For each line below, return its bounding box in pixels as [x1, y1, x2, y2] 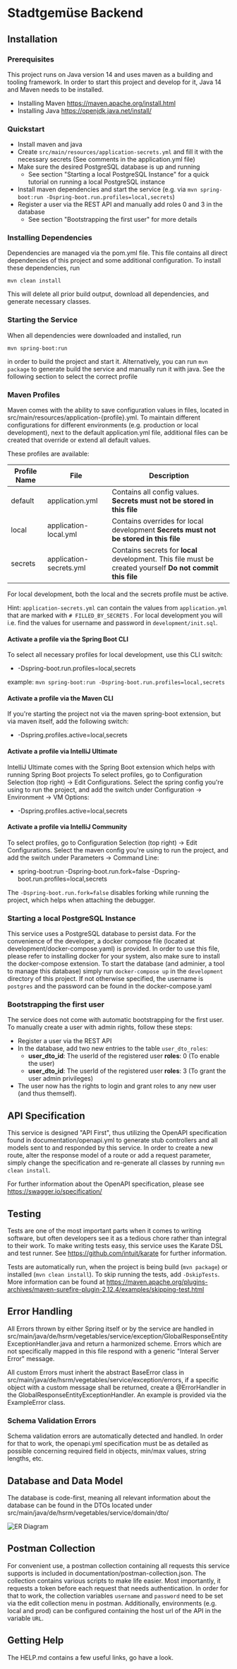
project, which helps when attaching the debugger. [7, 896, 156, 904]
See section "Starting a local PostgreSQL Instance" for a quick [28, 170, 209, 179]
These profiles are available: [7, 450, 90, 458]
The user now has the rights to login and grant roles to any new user [17, 1082, 217, 1091]
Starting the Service [7, 315, 78, 325]
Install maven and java [17, 140, 83, 149]
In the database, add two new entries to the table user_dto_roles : [17, 1044, 208, 1053]
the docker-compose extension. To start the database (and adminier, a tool [7, 959, 225, 968]
